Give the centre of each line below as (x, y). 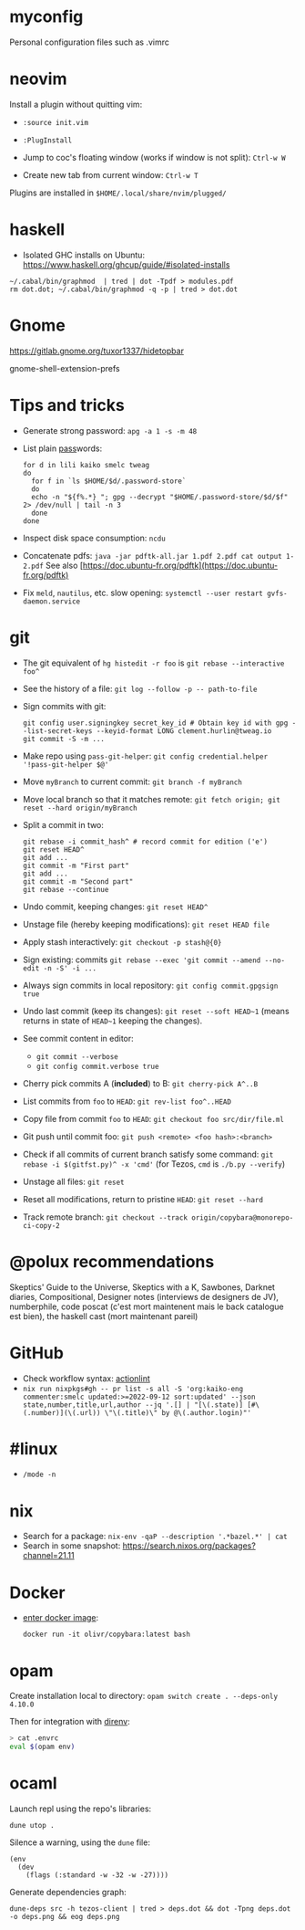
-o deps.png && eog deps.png (65, 1916)
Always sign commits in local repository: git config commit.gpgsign (150, 985)
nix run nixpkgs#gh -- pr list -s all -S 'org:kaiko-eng (133, 1389)
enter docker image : (61, 1618)
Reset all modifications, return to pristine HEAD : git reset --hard (143, 1199)
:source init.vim (56, 122)
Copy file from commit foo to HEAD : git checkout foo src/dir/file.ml (153, 1118)
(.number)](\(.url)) (61, 1412)
